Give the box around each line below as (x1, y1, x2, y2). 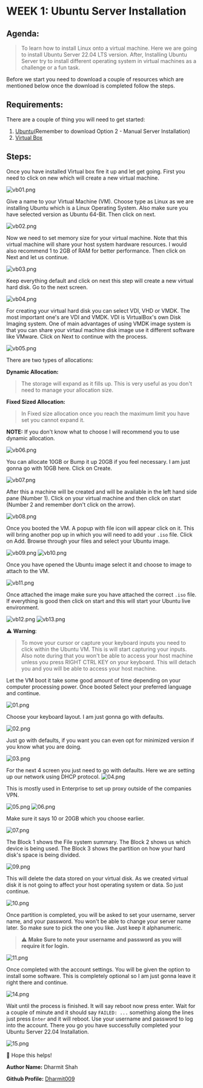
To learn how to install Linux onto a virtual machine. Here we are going (21, 44, 198, 52)
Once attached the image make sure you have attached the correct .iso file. (6, 591, 197, 598)
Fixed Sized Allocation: (6, 398, 65, 405)
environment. (6, 603, 39, 611)
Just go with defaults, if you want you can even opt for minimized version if (6, 736, 195, 744)
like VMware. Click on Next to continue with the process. (6, 333, 148, 340)
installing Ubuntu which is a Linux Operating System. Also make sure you (6, 204, 189, 211)
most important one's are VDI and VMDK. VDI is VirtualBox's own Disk (6, 313, 181, 321)
